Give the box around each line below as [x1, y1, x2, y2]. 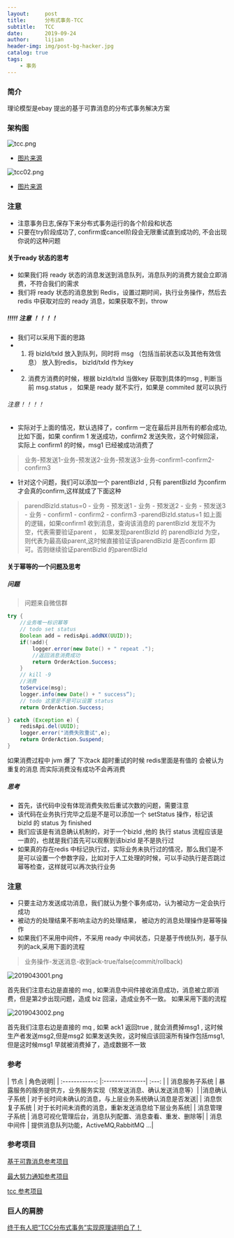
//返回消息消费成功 [32, 652, 80, 659]
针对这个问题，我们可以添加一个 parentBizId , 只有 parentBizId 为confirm [17, 477, 226, 486]
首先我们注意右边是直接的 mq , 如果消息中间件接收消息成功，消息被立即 [7, 986, 213, 994]
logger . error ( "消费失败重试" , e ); [20, 729, 111, 737]
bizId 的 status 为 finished [17, 818, 92, 826]
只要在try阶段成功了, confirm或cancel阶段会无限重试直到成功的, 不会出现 [17, 227, 227, 236]
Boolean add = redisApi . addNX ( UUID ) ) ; [20, 633, 133, 640]
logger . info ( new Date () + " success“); [20, 691, 136, 698]
